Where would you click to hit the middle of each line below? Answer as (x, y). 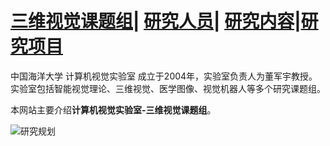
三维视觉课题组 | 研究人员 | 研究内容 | (156, 21)
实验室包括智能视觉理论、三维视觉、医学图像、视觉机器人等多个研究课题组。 (168, 88)
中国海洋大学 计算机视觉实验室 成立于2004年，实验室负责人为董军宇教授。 (164, 76)
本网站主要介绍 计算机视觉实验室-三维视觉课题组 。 (113, 109)
